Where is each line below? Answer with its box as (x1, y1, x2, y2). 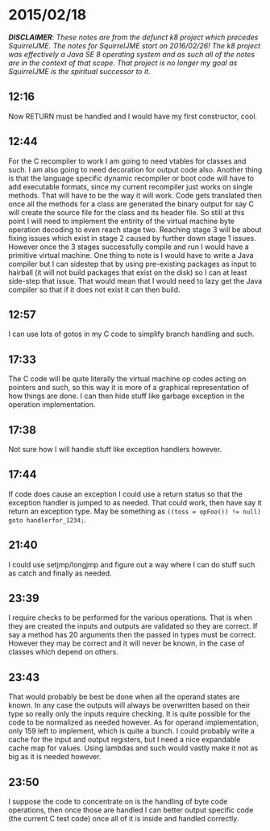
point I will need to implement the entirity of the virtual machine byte (8, 216, 235, 226)
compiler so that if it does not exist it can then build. (8, 285, 181, 294)
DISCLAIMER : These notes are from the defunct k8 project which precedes (8, 32, 259, 42)
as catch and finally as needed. (8, 568, 112, 578)
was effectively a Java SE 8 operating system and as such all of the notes (8, 49, 255, 59)
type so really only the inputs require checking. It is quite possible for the (8, 709, 251, 719)
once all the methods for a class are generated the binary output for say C (8, 199, 254, 209)
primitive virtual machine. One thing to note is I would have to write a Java (8, 250, 254, 260)
